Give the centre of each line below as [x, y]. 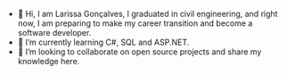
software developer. [54, 33]
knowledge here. [49, 61]
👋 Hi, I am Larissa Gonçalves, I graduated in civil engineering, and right [148, 14]
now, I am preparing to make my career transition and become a [135, 23]
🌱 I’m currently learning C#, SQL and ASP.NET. [103, 42]
